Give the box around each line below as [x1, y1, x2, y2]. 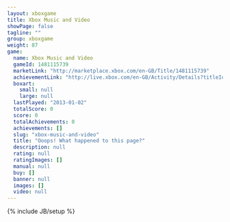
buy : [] [13, 169, 36, 176]
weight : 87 [7, 42, 38, 49]
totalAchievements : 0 [13, 118, 75, 125]
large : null [19, 93, 53, 100]
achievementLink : [13, 73, 63, 81]
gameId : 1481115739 [13, 61, 69, 68]
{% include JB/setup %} [7, 207, 75, 216]
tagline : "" [7, 29, 41, 36]
